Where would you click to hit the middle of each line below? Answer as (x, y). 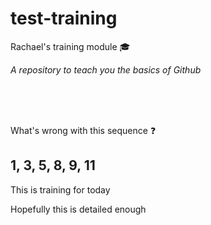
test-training (64, 18)
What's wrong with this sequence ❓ (83, 130)
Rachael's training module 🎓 (70, 46)
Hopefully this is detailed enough (78, 209)
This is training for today (60, 189)
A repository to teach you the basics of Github (106, 69)
